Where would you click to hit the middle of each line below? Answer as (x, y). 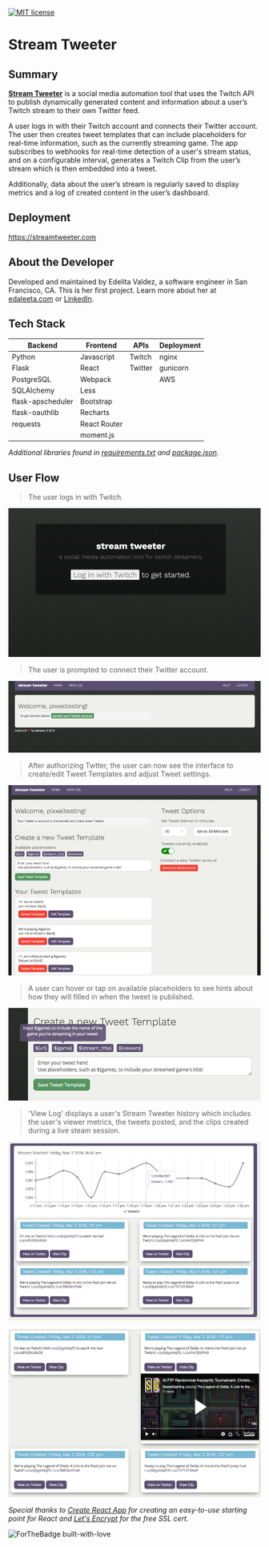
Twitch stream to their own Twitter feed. (74, 111)
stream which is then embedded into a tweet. (83, 169)
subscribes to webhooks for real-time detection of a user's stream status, (130, 151)
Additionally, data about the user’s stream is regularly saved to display (124, 184)
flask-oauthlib (35, 413)
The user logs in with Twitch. (75, 498)
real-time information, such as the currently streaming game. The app (123, 143)
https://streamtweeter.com (52, 237)
